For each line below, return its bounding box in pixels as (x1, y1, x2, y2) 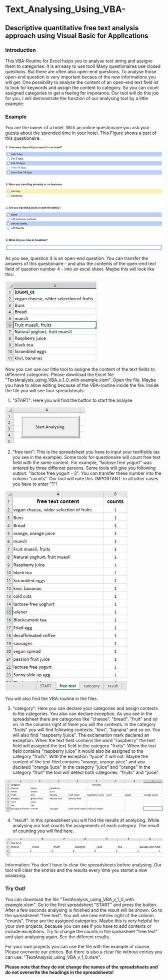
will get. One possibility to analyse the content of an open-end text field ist (5, 79, 159, 85)
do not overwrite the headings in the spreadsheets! (5, 969, 114, 975)
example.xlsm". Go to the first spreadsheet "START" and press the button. (5, 902, 157, 908)
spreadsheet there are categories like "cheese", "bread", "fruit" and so (12, 716, 158, 722)
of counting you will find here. (12, 828, 74, 834)
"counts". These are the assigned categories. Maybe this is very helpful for (5, 918, 159, 924)
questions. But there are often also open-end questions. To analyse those (5, 68, 156, 74)
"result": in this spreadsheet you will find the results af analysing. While (12, 817, 159, 823)
